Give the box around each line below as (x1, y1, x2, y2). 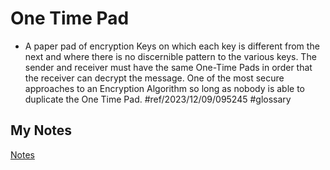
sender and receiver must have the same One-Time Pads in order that (24, 61, 313, 73)
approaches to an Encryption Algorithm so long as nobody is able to (24, 82, 305, 94)
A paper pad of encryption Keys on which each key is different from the (24, 40, 320, 52)
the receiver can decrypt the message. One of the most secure (24, 72, 285, 84)
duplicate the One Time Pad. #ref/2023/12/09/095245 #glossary (24, 93, 292, 105)
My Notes (10, 122, 73, 139)
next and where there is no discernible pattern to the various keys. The (24, 50, 317, 62)
